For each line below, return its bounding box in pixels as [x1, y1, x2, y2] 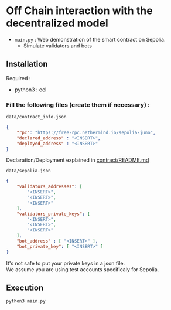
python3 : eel [14, 86, 47, 93]
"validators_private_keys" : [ [16, 211, 91, 217]
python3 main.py [6, 298, 46, 304]
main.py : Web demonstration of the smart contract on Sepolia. [14, 36, 166, 43]
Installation [6, 59, 48, 69]
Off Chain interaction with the [6, 4, 153, 18]
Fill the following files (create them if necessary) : [6, 101, 151, 109]
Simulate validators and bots [23, 42, 93, 49]
